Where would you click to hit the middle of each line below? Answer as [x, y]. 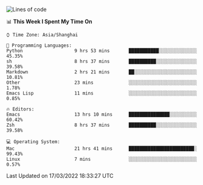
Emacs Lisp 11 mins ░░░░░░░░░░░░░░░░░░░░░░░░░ [102, 93]
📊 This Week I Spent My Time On [49, 22]
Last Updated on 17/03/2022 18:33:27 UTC [60, 176]
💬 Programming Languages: [39, 45]
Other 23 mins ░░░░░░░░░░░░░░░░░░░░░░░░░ [102, 82]
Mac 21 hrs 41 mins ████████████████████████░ [102, 149]
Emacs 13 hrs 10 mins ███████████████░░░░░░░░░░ [102, 115]
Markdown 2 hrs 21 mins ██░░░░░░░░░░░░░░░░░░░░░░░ [102, 72]
